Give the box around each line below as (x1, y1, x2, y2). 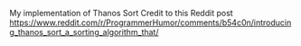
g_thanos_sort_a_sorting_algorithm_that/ (9, 27, 159, 37)
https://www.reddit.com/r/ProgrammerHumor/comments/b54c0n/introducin (9, 17, 292, 28)
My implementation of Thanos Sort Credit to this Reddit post (9, 8, 233, 18)
